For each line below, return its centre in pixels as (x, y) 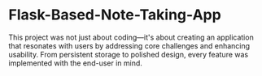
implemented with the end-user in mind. (75, 63)
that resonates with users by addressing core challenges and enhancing (129, 45)
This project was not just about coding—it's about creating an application (131, 37)
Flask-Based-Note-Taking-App (115, 15)
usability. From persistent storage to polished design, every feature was (129, 54)
